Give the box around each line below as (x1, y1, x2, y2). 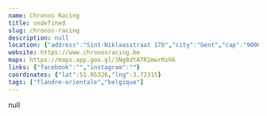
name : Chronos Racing (8, 11, 80, 20)
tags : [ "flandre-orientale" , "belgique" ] (8, 78, 145, 86)
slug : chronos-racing (8, 26, 80, 34)
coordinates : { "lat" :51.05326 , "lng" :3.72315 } (8, 71, 161, 79)
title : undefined (8, 19, 66, 27)
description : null (8, 33, 69, 42)
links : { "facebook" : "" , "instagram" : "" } (8, 64, 141, 72)
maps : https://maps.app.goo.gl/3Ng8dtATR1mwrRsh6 (8, 56, 176, 64)
